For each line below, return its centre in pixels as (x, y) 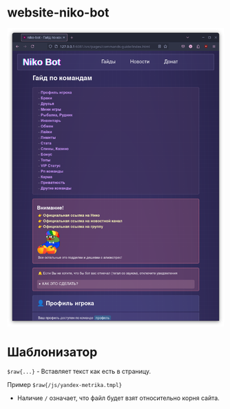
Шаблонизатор (52, 352)
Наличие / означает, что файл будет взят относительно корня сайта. (118, 398)
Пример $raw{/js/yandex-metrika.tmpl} (65, 384)
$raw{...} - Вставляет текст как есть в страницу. (79, 371)
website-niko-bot (58, 13)
